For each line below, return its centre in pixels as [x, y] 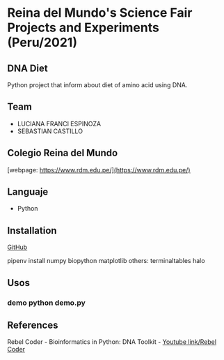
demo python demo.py [46, 303]
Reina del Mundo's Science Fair [100, 13]
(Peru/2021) [42, 43]
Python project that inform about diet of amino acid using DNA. [97, 85]
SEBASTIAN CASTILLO [50, 131]
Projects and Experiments [83, 28]
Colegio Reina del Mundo [63, 153]
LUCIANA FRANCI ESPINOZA [59, 123]
